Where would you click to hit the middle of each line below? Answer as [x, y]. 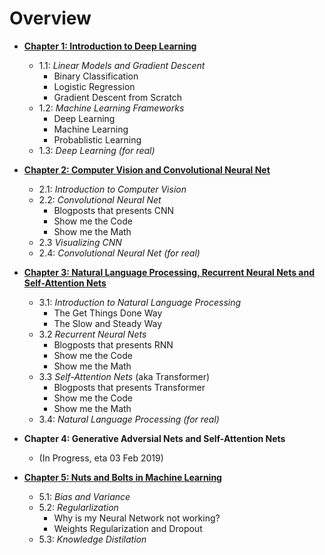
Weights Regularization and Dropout [128, 528]
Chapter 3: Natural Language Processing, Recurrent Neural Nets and [169, 272]
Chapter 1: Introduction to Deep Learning [110, 46]
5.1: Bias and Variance [84, 496]
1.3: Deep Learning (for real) [97, 150]
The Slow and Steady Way [107, 323]
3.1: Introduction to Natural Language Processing [140, 302]
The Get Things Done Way [108, 313]
